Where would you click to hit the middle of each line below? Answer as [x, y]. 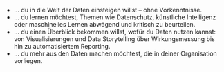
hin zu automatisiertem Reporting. [62, 46]
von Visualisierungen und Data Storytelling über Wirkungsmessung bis [114, 39]
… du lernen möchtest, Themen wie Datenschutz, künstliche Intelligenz [115, 17]
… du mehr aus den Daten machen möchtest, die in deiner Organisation [115, 53]
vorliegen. [28, 61]
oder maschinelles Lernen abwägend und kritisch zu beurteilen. [104, 24]
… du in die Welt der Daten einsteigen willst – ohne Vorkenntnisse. [108, 10]
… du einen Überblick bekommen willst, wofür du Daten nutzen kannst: [115, 32]
